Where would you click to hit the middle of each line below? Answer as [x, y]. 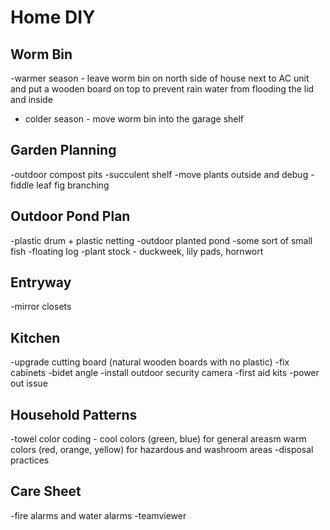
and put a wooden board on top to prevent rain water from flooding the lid [162, 89]
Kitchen [35, 337]
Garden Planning [63, 150]
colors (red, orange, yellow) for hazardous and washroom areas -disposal [162, 450]
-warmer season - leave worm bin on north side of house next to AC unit [160, 78]
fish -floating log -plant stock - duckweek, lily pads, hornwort [137, 251]
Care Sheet [46, 491]
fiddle [22, 185]
